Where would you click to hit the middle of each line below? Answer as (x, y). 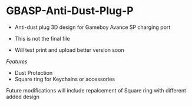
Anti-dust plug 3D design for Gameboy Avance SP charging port (92, 27)
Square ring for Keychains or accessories (65, 79)
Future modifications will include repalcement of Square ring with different (96, 90)
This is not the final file (42, 38)
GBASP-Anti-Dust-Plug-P (70, 11)
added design (23, 97)
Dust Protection (34, 72)
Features (17, 61)
